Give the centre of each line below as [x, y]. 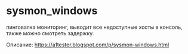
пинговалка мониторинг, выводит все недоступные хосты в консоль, [95, 27]
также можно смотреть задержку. [50, 33]
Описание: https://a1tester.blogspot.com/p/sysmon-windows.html [88, 45]
